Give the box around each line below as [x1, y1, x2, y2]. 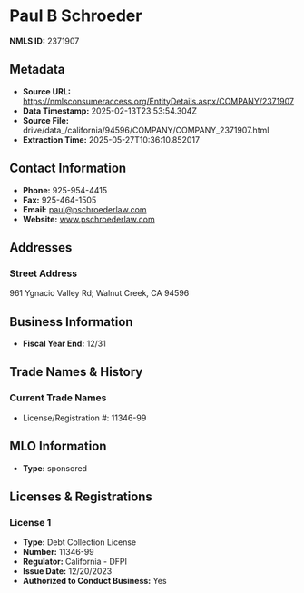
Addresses [9, 240, 73, 255]
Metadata [9, 62, 65, 77]
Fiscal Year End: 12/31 [22, 338, 106, 350]
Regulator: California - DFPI [22, 556, 127, 568]
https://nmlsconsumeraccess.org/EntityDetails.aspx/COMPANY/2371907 [22, 95, 295, 106]
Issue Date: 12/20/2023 [22, 566, 113, 577]
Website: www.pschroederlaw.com [22, 213, 156, 224]
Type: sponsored [22, 462, 88, 473]
